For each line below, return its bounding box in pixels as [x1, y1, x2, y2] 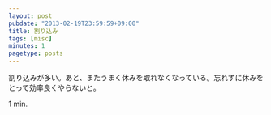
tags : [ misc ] [8, 34, 53, 43]
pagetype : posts [8, 49, 63, 57]
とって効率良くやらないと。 [8, 83, 101, 92]
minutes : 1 [8, 42, 45, 50]
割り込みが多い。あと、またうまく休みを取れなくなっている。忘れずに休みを [8, 73, 264, 82]
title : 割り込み [8, 27, 58, 35]
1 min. [8, 99, 28, 109]
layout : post [8, 11, 53, 20]
